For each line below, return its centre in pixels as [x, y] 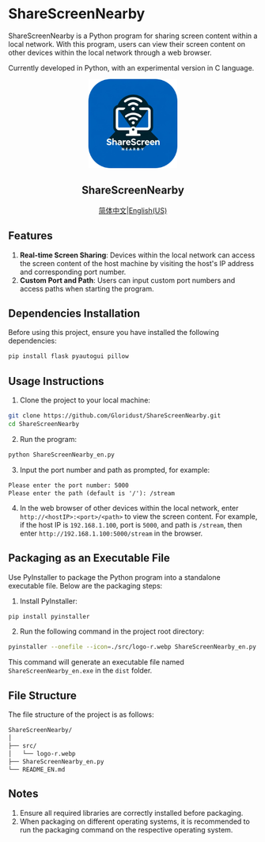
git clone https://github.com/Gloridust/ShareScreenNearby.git [115, 416]
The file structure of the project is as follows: [81, 714]
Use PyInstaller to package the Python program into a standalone [114, 577]
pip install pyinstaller [49, 616]
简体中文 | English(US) [133, 210]
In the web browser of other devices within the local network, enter [129, 508]
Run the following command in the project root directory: [112, 631]
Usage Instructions [56, 381]
